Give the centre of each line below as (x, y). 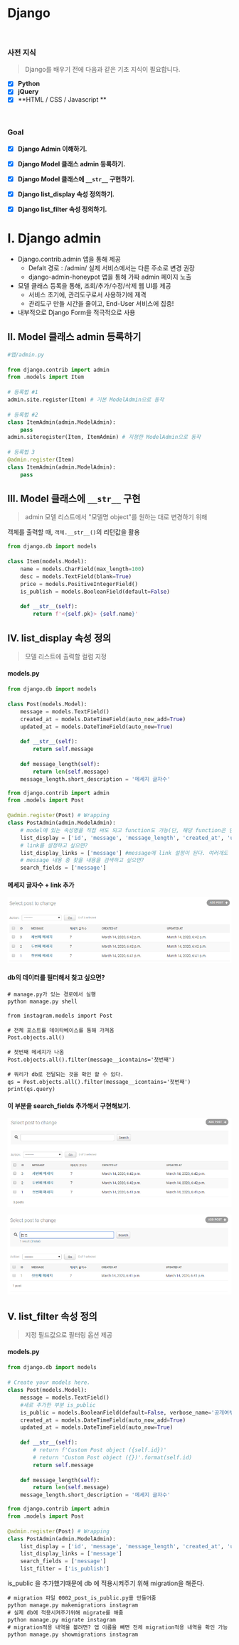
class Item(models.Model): (47, 562)
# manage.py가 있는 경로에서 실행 (52, 995)
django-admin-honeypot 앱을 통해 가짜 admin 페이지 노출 (110, 277)
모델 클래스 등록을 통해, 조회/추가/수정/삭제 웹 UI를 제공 (95, 285)
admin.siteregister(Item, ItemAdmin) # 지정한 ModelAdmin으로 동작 (104, 437)
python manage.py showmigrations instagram (73, 1635)
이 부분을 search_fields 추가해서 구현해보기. (69, 1106)
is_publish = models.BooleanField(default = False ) (95, 592)
